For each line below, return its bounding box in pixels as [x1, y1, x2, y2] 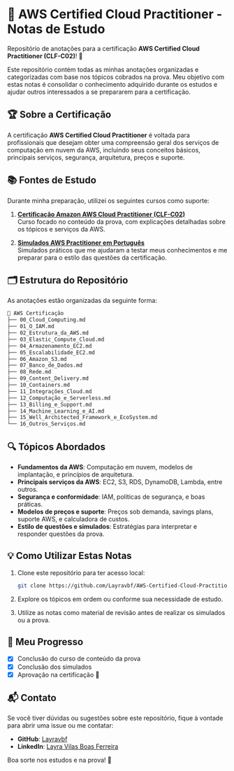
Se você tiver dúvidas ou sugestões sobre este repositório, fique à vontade [7, 714, 224, 723]
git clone [17, 582, 47, 589]
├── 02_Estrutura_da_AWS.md [7, 330, 89, 337]
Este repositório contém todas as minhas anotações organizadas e [7, 65, 199, 73]
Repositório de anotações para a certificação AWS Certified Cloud [7, 44, 200, 52]
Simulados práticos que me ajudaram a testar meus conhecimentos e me [17, 246, 228, 254]
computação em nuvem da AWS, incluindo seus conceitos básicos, [7, 146, 200, 154]
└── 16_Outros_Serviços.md [7, 420, 86, 427]
